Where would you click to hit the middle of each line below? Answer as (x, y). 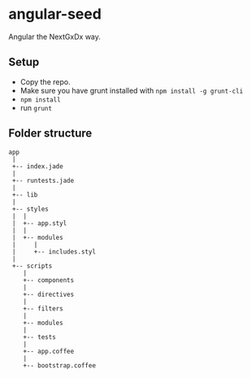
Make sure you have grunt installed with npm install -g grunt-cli (132, 90)
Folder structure (50, 134)
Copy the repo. (45, 81)
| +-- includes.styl (54, 252)
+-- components (49, 280)
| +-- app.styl (39, 223)
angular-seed (55, 14)
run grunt (36, 107)
